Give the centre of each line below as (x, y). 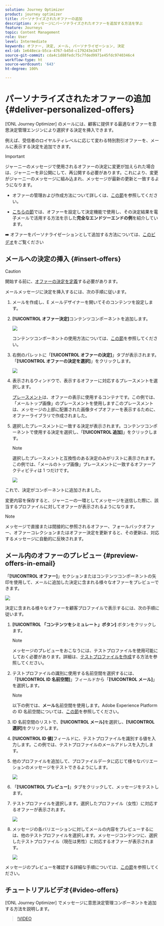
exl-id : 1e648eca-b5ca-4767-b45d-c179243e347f (53, 50)
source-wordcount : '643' (30, 64)
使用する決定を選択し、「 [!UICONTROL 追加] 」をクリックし (93, 432)
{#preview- (120, 556)
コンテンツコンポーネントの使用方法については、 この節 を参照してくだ (83, 338)
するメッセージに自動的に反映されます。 (46, 538)
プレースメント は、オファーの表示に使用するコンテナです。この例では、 (85, 397)
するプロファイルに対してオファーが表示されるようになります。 (73, 506)
